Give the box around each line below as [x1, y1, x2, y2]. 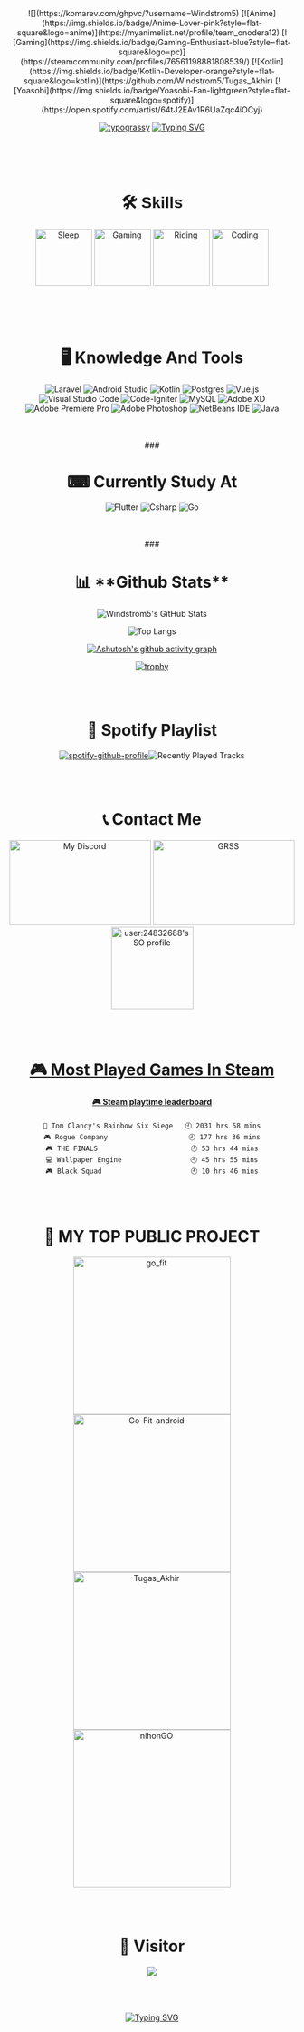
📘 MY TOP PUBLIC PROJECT [43, 1226, 261, 1247]
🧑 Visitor [119, 1936, 185, 1957]
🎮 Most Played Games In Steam [29, 1060, 275, 1079]
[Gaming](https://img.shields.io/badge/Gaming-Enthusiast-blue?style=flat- [13, 37, 291, 47]
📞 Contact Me [102, 808, 202, 829]
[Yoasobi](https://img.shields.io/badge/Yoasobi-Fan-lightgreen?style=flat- [13, 85, 291, 95]
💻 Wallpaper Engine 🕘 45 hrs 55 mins [45, 1156, 259, 1165]
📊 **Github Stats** [74, 572, 230, 592]
